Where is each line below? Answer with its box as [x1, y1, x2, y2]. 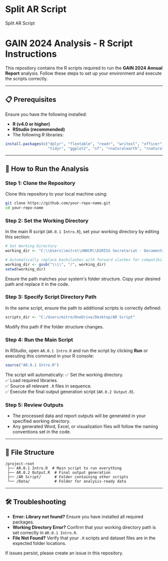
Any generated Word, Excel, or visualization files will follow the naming [12, 424, 158, 430]
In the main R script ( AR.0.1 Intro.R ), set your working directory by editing [5, 229, 159, 235]
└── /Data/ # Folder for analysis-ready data [7, 479, 126, 484]
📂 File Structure [5, 448, 54, 457]
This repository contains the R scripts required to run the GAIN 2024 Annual [5, 65, 162, 71]
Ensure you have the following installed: [5, 111, 87, 117]
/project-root [5, 461, 35, 466]
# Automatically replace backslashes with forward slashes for [5, 257, 140, 262]
